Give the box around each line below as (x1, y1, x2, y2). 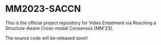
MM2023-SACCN (5, 3, 81, 15)
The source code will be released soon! (5, 35, 88, 41)
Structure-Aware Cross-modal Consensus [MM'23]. (5, 25, 114, 31)
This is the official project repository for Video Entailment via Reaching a (5, 20, 156, 26)
